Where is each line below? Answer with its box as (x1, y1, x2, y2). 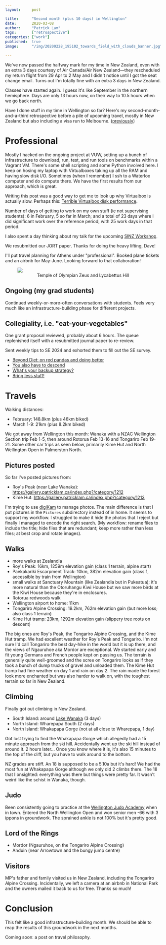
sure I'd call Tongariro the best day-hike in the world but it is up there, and (5, 641, 156, 647)
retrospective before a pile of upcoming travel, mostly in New (29, 113, 154, 118)
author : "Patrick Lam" (5, 25, 61, 30)
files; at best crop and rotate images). (5, 531, 82, 536)
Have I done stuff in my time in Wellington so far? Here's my (5, 107, 127, 113)
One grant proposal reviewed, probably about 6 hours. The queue (5, 333, 139, 339)
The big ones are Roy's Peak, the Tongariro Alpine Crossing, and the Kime (5, 631, 156, 637)
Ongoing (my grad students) (5, 287, 94, 295)
